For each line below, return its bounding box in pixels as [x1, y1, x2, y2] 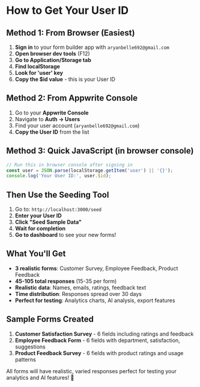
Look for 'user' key [14, 69, 63, 76]
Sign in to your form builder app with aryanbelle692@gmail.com [14, 43, 170, 51]
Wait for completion [14, 225, 66, 232]
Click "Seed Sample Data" [14, 218, 82, 226]
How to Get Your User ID [6, 4, 129, 17]
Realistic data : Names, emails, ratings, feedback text [14, 284, 147, 291]
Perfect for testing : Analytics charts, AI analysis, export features [14, 297, 175, 304]
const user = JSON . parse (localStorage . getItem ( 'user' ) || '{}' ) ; [6, 167, 174, 174]
